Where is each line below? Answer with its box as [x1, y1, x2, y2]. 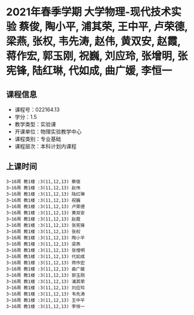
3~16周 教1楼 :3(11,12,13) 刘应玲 [6, 284, 85, 291]
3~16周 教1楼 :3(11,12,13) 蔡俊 [6, 179, 81, 185]
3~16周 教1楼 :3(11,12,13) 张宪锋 [6, 222, 85, 228]
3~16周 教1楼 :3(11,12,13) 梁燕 [6, 241, 81, 247]
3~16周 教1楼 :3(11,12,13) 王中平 [6, 297, 85, 303]
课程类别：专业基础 [14, 136, 62, 142]
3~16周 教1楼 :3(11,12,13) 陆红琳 [6, 191, 85, 197]
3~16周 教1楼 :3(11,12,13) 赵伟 [6, 185, 81, 191]
